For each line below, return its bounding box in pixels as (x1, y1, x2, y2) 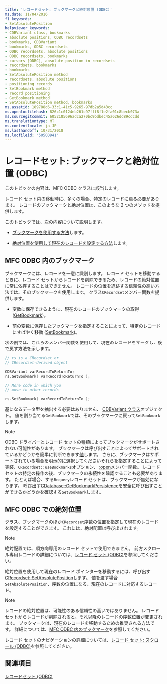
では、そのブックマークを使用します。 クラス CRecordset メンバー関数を (9, 289, 155, 295)
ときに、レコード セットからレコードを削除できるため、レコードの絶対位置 (5, 277, 160, 282)
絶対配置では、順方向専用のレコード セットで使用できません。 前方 (5, 545, 143, 551)
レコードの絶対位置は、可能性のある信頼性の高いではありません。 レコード (5, 607, 160, 613)
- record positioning (5, 91, 50, 96)
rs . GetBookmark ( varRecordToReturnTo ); (5, 374, 91, 379)
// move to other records (5, 387, 59, 393)
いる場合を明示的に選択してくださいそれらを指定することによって (26, 458, 162, 464)
